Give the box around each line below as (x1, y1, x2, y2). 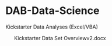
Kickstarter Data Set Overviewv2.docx (13, 34, 106, 41)
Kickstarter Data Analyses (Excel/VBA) (5, 23, 99, 30)
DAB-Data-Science (5, 4, 100, 17)
